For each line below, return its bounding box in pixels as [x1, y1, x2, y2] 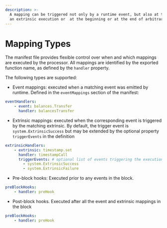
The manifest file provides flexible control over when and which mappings [5, 54, 157, 60]
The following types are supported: [5, 75, 77, 81]
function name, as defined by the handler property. [5, 65, 110, 71]
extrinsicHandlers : [5, 143, 46, 148]
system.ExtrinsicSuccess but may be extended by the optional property [12, 128, 159, 134]
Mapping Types [5, 38, 71, 49]
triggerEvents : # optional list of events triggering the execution [18, 157, 164, 162]
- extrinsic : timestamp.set [14, 147, 72, 152]
